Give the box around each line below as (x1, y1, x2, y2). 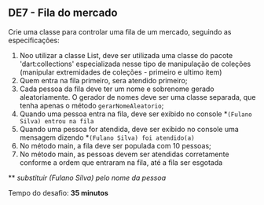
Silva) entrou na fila (19, 117, 94, 125)
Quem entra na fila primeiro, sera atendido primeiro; (19, 75, 188, 85)
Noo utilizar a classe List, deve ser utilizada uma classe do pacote (19, 50, 233, 60)
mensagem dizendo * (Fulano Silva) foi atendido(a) (19, 133, 195, 142)
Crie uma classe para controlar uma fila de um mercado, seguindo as (8, 27, 232, 36)
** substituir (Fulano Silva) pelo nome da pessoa (8, 173, 167, 182)
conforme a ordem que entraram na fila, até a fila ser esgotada (19, 157, 223, 167)
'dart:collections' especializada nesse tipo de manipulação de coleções (19, 59, 251, 68)
